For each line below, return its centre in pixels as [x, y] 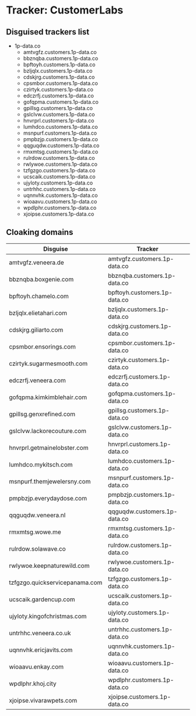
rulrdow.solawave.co [37, 548]
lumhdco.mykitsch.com [41, 465]
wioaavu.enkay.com [36, 667]
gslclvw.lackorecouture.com [48, 431]
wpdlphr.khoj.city [33, 683]
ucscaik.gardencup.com [42, 599]
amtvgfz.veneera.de [36, 262]
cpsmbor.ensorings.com [42, 346]
